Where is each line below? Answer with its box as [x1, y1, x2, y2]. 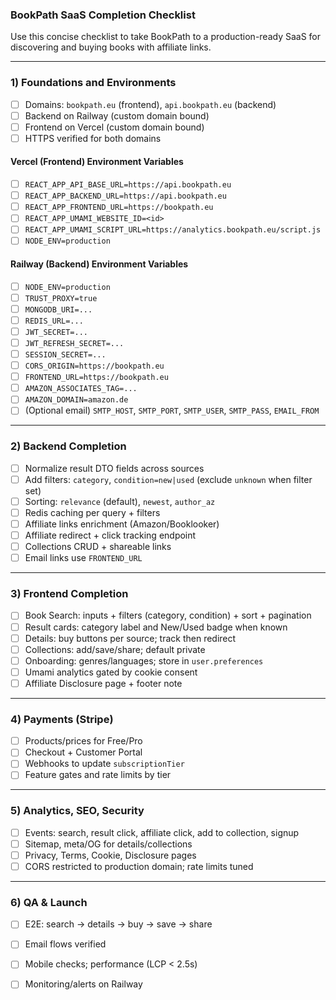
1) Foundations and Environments [10, 76, 177, 90]
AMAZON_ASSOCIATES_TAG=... [24, 384, 138, 394]
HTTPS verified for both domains [24, 132, 162, 144]
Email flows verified [24, 938, 107, 950]
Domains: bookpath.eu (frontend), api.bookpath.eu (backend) [24, 98, 277, 110]
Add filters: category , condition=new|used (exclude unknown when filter [24, 473, 313, 485]
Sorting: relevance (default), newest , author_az [24, 495, 216, 507]
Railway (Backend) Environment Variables [10, 258, 189, 270]
